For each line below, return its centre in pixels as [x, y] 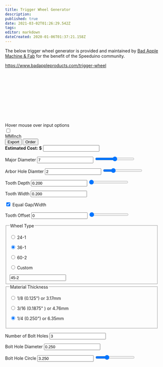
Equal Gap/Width [29, 205]
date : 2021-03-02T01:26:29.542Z [38, 23]
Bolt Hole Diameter [24, 347]
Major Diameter [21, 160]
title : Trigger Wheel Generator [38, 10]
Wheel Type [22, 226]
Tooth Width [18, 193]
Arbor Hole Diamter [25, 171]
